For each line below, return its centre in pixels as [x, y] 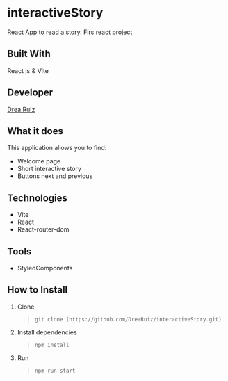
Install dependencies [47, 332]
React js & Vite [28, 70]
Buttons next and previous [55, 176]
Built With [29, 54]
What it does [35, 131]
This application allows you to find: [57, 148]
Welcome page [39, 161]
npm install [52, 345]
